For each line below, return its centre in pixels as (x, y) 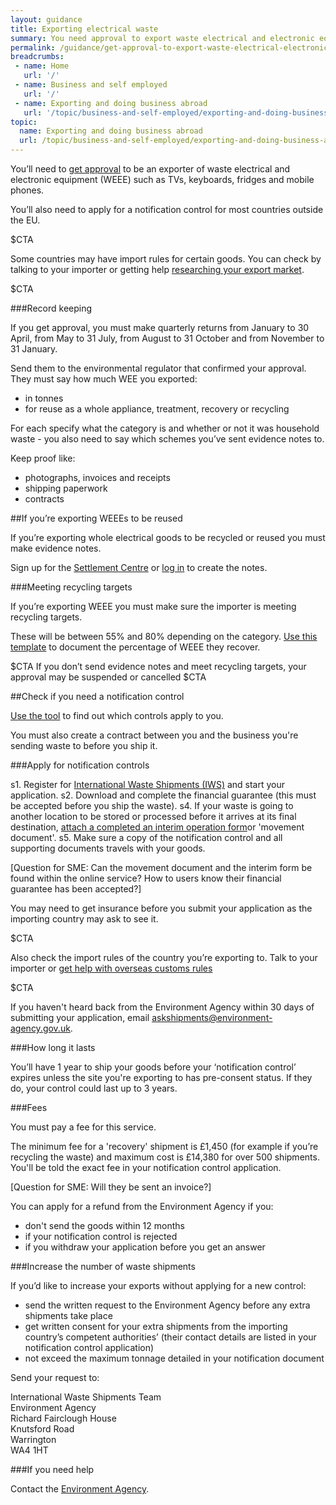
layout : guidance (46, 19)
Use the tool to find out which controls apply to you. (117, 715)
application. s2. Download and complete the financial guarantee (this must (163, 795)
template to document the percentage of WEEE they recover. (135, 647)
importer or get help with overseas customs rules (111, 968)
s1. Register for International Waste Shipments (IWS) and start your (148, 784)
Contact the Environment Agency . (80, 1489)
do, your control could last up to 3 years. (94, 1088)
